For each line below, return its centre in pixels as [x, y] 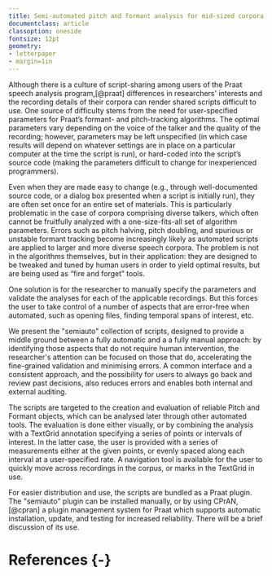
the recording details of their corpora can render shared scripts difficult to [132, 102]
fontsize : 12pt [34, 39]
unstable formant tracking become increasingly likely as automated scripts [134, 239]
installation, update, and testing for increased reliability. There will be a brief [136, 518]
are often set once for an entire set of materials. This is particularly [120, 204]
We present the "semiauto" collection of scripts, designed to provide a [126, 331]
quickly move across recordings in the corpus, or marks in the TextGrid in [132, 468]
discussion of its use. [44, 527]
